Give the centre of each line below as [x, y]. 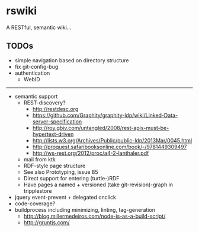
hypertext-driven [53, 134]
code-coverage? [35, 204]
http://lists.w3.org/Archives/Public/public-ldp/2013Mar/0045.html [112, 140]
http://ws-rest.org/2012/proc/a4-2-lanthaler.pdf [91, 153]
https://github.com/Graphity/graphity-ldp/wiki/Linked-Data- [105, 115]
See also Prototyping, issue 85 [61, 172]
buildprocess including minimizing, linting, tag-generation [85, 209]
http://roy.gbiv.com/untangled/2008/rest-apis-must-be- [101, 128]
